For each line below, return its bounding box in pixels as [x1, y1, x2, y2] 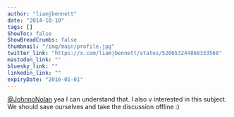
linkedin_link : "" [7, 69, 61, 76]
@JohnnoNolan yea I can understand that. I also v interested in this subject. [7, 95, 227, 104]
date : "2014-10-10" [7, 17, 65, 24]
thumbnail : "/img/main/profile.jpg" [7, 43, 115, 50]
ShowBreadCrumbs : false [7, 37, 78, 44]
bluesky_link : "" [7, 63, 58, 70]
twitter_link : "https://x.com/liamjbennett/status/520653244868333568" [7, 50, 222, 57]
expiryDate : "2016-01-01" [7, 75, 83, 83]
